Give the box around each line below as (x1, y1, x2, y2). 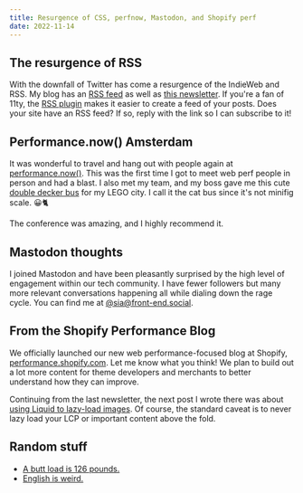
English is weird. (22, 472, 84, 484)
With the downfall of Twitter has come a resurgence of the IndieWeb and (9, 79, 280, 90)
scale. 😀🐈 (9, 197, 50, 208)
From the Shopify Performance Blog (9, 323, 216, 339)
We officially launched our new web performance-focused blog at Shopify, (9, 347, 288, 358)
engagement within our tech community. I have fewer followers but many (9, 278, 281, 289)
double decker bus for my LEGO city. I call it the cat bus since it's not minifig (9, 187, 294, 198)
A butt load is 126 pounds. (22, 463, 120, 474)
